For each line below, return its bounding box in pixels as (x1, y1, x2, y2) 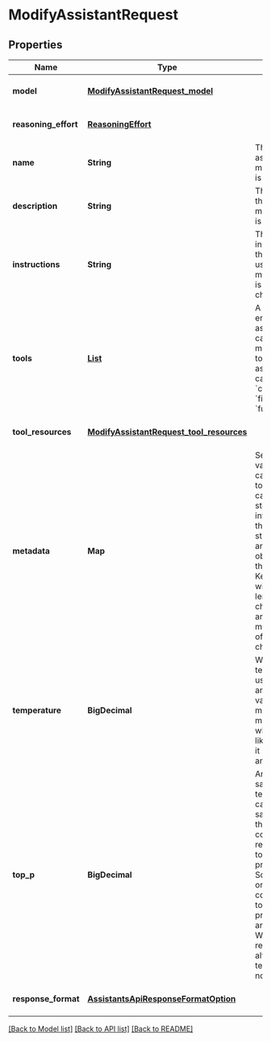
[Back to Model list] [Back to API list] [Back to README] (8, 1024, 194, 1034)
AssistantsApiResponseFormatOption (87, 993, 236, 1004)
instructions (12, 259, 60, 270)
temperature (12, 704, 62, 716)
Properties (8, 38, 63, 52)
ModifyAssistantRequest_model (87, 86, 214, 96)
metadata (12, 546, 50, 556)
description (12, 200, 58, 211)
